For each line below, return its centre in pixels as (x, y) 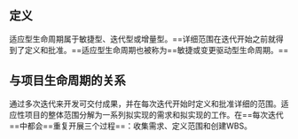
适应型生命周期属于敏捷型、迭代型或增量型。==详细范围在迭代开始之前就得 (146, 39)
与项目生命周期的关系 (67, 81)
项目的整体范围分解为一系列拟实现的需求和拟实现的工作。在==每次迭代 (154, 114)
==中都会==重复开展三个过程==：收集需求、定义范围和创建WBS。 (131, 126)
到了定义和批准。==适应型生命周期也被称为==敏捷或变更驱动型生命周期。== (149, 50)
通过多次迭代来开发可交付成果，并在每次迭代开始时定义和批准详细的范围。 (145, 104)
